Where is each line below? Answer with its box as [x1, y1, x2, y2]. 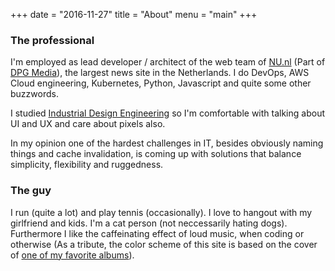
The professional [10, 33, 95, 47]
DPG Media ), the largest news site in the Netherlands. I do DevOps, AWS [10, 67, 310, 79]
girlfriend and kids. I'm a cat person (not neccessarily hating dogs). [10, 217, 288, 229]
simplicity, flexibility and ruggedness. [10, 159, 164, 171]
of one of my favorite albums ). [10, 249, 135, 261]
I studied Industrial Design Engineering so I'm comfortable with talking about [10, 107, 325, 119]
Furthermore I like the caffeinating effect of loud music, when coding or [10, 227, 305, 239]
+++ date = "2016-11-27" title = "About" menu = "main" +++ [10, 9, 258, 20]
